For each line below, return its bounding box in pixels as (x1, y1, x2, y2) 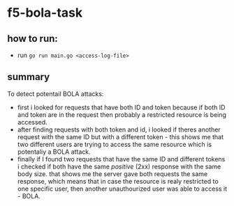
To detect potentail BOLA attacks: (7, 89, 104, 98)
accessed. (17, 118, 47, 126)
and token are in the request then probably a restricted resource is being (17, 110, 227, 119)
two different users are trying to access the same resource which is (17, 140, 212, 148)
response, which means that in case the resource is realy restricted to (17, 177, 219, 185)
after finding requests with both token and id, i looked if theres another (17, 125, 221, 134)
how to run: (7, 33, 58, 45)
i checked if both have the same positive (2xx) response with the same (17, 162, 221, 171)
